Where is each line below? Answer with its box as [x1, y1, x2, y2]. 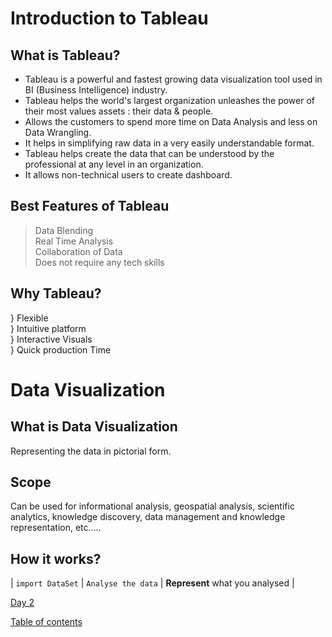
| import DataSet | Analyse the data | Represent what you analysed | [10, 577, 295, 589]
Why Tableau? [10, 285, 102, 302]
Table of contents [10, 616, 83, 628]
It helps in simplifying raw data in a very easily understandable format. [24, 137, 315, 149]
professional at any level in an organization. [24, 158, 204, 170]
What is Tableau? [10, 47, 121, 64]
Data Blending [34, 224, 94, 236]
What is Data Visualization [10, 418, 178, 436]
